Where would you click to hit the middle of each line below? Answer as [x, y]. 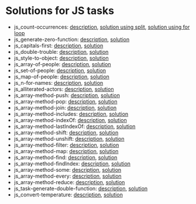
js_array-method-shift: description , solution [66, 132]
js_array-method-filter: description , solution [66, 145]
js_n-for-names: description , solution [59, 82]
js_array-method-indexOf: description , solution [70, 120]
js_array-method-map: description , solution [66, 151]
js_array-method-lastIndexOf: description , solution [75, 126]
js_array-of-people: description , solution [63, 64]
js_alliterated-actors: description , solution [64, 89]
